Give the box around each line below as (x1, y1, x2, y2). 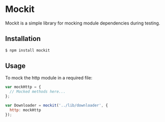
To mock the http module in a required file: (5, 75, 93, 81)
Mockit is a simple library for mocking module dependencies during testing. (5, 20, 161, 26)
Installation (5, 34, 41, 43)
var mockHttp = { (5, 84, 41, 89)
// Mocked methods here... (9, 89, 66, 94)
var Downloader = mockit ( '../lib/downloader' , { (5, 103, 108, 108)
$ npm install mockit (5, 47, 50, 53)
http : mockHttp (9, 107, 41, 112)
